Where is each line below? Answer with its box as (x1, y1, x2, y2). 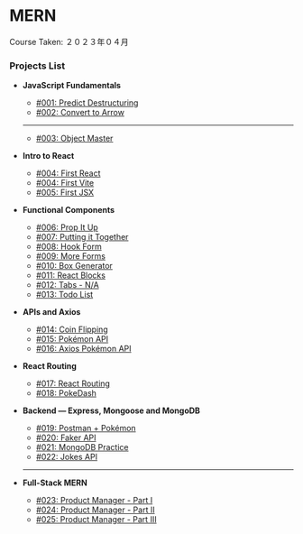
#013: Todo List (35, 290, 94, 300)
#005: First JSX (35, 187, 95, 198)
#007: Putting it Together (35, 232, 129, 243)
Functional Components (22, 205, 115, 216)
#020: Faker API (35, 432, 96, 443)
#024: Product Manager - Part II (35, 504, 155, 515)
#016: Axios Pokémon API (35, 344, 133, 354)
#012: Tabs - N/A (35, 280, 99, 290)
